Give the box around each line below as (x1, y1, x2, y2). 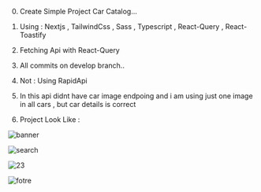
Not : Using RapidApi (19, 76, 88, 85)
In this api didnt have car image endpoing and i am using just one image (19, 91, 254, 101)
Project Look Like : (19, 115, 80, 124)
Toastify (19, 31, 47, 39)
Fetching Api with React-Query (19, 46, 120, 54)
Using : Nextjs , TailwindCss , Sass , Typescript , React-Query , (19, 22, 224, 31)
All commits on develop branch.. (19, 61, 125, 70)
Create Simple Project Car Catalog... (19, 7, 138, 16)
